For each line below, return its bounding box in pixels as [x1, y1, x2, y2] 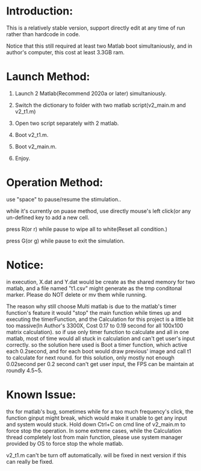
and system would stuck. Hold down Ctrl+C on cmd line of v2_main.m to [6, 420, 186, 428]
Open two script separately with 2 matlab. [14, 119, 119, 127]
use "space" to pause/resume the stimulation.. [6, 195, 122, 203]
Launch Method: [6, 70, 90, 84]
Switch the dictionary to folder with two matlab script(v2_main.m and [14, 101, 187, 109]
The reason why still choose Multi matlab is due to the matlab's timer [6, 303, 177, 310]
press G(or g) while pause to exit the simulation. [6, 237, 125, 244]
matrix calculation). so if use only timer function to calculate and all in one [6, 328, 190, 335]
